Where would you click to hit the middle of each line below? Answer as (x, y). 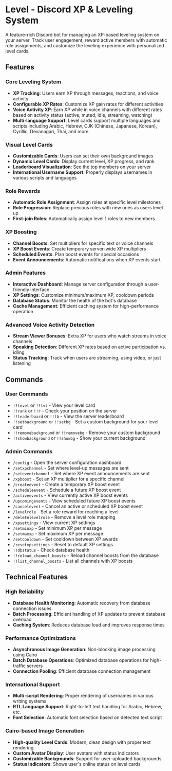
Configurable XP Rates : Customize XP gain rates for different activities (88, 104)
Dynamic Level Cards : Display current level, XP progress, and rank (84, 161)
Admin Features (26, 273)
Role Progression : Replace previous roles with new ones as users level (88, 208)
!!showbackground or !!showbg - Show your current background (79, 438)
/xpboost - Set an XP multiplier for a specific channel (69, 479)
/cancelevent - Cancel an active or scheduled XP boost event (78, 506)
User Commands (27, 394)
